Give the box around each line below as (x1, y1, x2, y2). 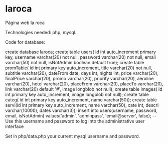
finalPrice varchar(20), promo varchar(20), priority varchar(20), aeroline (5, 75, 154, 81)
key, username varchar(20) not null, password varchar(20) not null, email (5, 54, 156, 60)
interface (5, 123, 24, 129)
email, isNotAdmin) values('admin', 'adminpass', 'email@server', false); (5, 112, 151, 118)
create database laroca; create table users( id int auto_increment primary (5, 49, 156, 55)
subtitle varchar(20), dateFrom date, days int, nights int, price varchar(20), (5, 70, 159, 76)
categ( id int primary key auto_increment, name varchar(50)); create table (5, 96, 157, 103)
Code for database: (5, 39, 45, 45)
